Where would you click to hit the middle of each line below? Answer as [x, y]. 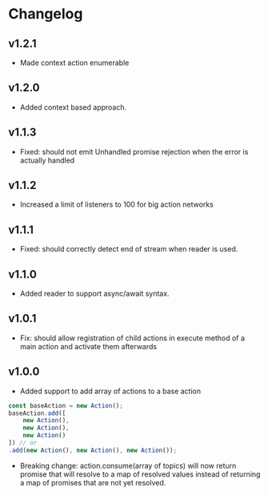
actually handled [47, 160]
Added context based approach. [73, 107]
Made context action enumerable [74, 62]
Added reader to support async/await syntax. [94, 294]
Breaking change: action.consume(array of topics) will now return [128, 465]
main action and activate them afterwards [88, 346]
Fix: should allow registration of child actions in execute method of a [132, 338]
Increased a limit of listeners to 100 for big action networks [116, 204]
